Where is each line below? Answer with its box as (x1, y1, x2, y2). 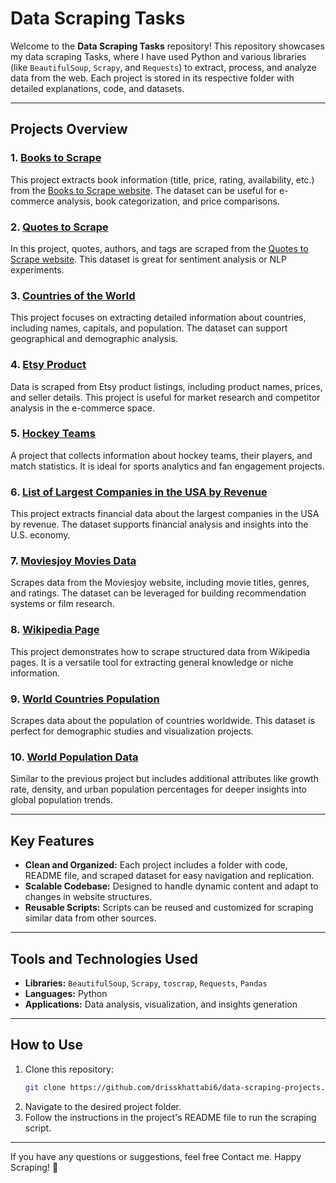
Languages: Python (24, 987, 108, 999)
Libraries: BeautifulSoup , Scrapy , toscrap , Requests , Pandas (24, 977, 268, 989)
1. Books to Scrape (10, 151, 102, 165)
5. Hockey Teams (10, 427, 96, 441)
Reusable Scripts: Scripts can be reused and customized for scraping (24, 902, 314, 914)
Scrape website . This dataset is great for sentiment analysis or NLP (10, 253, 287, 265)
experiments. (10, 263, 65, 276)
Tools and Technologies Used (10, 950, 198, 967)
